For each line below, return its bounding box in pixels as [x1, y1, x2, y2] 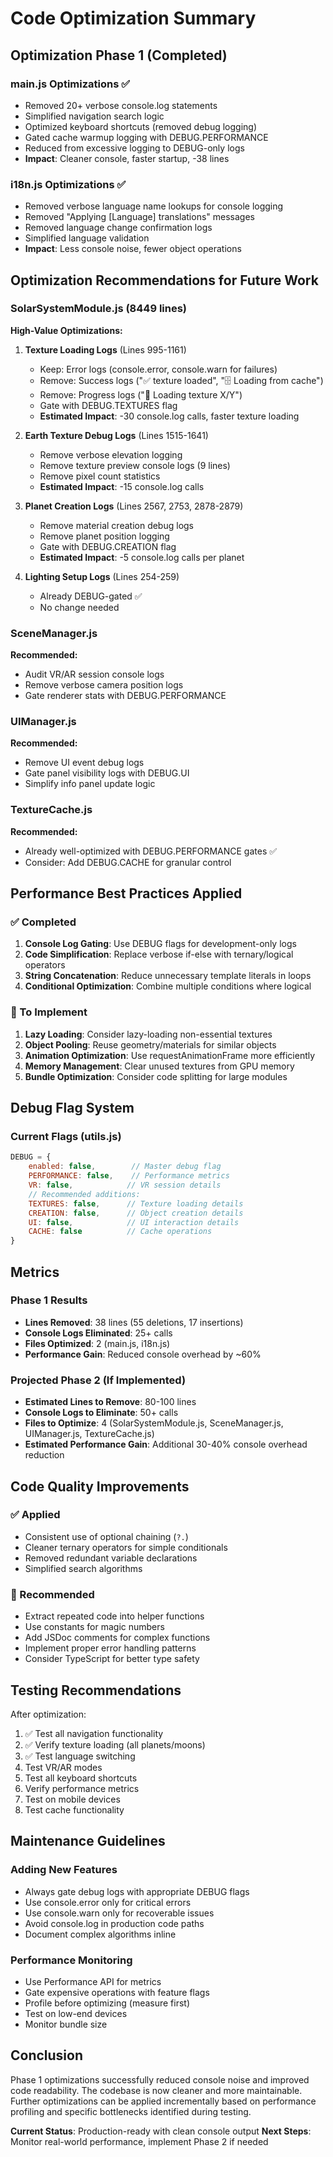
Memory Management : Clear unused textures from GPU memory [24, 1060, 295, 1072]
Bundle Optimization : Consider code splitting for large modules [24, 1070, 288, 1082]
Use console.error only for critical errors [24, 1896, 192, 1908]
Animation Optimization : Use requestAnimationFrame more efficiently [24, 1049, 316, 1061]
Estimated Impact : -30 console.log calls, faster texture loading [39, 410, 300, 422]
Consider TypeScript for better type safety [24, 1653, 200, 1665]
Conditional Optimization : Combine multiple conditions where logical [24, 980, 312, 992]
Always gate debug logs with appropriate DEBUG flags [24, 1885, 250, 1897]
